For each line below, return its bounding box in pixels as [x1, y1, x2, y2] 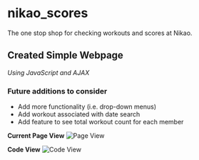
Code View [7, 145, 41, 154]
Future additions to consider [7, 86, 108, 96]
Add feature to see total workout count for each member [17, 118, 184, 126]
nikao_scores [7, 5, 88, 21]
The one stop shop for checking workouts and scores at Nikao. [7, 29, 193, 37]
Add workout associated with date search [17, 110, 141, 119]
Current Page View [7, 131, 65, 140]
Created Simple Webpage [7, 49, 123, 61]
